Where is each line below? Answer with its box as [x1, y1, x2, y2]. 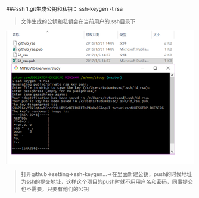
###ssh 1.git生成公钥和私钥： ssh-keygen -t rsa [6, 5, 123, 12]
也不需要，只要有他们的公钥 [20, 185, 89, 192]
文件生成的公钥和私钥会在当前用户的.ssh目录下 [20, 18, 136, 25]
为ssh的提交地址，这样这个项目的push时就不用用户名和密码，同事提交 [20, 178, 194, 185]
